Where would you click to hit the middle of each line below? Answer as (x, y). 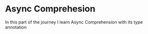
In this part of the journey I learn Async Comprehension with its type (74, 22)
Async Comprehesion (50, 9)
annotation (16, 27)
